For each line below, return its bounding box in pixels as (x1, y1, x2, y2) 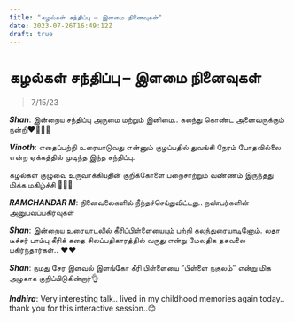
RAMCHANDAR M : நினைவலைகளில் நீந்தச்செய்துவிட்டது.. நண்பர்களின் (9, 197, 250, 208)
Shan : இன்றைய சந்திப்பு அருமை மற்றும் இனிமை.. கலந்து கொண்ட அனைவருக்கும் (9, 114, 285, 125)
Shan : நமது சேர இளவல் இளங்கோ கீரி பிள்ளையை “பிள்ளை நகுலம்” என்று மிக (9, 263, 272, 273)
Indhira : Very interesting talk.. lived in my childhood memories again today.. (9, 294, 285, 304)
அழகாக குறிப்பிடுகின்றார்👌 (9, 273, 99, 284)
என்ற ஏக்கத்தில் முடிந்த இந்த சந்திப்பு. (9, 152, 135, 163)
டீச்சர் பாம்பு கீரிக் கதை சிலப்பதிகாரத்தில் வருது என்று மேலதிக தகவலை (9, 235, 246, 246)
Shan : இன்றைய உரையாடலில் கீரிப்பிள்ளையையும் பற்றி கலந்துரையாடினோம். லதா (9, 225, 281, 235)
